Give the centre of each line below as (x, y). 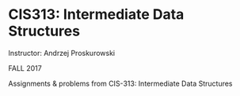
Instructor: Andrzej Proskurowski (62, 53)
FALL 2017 (25, 68)
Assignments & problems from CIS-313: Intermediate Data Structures (120, 83)
